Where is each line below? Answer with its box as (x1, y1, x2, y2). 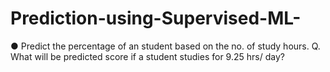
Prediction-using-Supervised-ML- (10, 7, 302, 30)
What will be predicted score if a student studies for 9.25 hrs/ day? (10, 50, 285, 62)
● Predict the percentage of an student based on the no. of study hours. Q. (10, 40, 321, 52)
